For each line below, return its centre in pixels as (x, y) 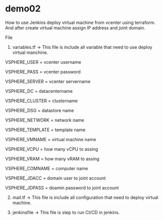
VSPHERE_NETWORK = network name (45, 120)
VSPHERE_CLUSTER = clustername (42, 101)
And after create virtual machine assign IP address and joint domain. (75, 27)
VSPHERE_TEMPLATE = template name (45, 130)
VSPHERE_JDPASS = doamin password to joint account (62, 188)
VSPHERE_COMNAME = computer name (47, 168)
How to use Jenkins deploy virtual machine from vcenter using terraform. (80, 22)
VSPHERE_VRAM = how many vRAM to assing (52, 159)
